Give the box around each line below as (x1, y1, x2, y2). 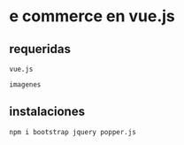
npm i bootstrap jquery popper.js (9, 127, 137, 136)
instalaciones (9, 104, 86, 119)
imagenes (9, 80, 42, 89)
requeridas (9, 42, 71, 57)
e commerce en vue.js (9, 6, 175, 27)
